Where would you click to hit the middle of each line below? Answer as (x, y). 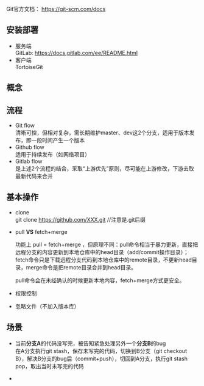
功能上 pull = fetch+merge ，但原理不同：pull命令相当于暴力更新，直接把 (107, 244)
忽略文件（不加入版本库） (47, 306)
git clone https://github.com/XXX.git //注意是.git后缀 (80, 219)
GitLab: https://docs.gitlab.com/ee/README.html (76, 53)
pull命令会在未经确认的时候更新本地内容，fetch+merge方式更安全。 (100, 280)
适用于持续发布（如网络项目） (52, 155)
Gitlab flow (29, 161)
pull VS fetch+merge (41, 231)
